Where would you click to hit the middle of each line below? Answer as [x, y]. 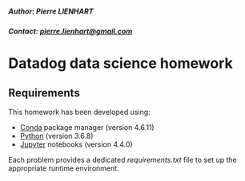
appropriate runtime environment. [64, 168]
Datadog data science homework [121, 63]
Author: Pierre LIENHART [51, 11]
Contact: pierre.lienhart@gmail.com [70, 31]
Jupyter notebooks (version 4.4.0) [76, 144]
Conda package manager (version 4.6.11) [87, 127]
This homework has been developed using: [79, 112]
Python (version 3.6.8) [56, 136]
